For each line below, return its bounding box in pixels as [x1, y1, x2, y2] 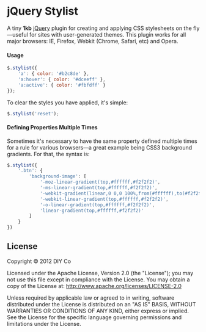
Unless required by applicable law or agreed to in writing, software [7, 294, 175, 301]
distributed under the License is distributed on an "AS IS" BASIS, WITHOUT [7, 300, 196, 308]
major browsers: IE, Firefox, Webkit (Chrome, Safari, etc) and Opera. [7, 37, 178, 45]
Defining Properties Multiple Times [7, 123, 98, 131]
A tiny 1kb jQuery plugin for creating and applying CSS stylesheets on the [7, 24, 192, 32]
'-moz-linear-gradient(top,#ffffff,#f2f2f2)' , [39, 179, 161, 186]
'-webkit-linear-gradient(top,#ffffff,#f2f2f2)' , [39, 196, 169, 202]
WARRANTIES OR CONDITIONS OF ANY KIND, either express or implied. [7, 307, 189, 314]
